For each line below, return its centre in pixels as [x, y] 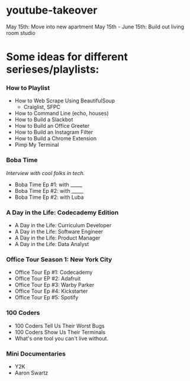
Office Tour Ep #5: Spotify [46, 298]
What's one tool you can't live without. [61, 338]
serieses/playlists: [53, 70]
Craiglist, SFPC [42, 107]
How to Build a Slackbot [44, 120]
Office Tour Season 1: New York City [59, 259]
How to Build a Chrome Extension [55, 138]
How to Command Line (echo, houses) [62, 114]
